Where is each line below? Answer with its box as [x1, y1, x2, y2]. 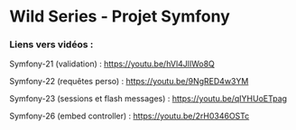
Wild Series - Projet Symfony [9, 6, 230, 27]
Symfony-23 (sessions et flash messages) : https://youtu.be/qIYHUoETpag [9, 93, 287, 104]
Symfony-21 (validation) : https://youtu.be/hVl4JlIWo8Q [9, 58, 215, 69]
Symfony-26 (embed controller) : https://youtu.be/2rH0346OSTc [9, 110, 250, 122]
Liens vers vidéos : [9, 39, 94, 51]
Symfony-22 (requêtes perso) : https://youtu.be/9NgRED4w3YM [9, 76, 249, 87]
